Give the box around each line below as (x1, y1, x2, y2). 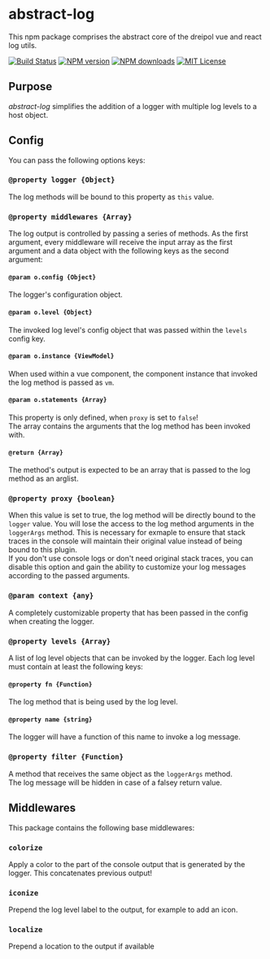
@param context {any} (8, 591, 94, 600)
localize (8, 925, 43, 935)
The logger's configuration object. (8, 290, 124, 299)
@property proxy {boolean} (8, 494, 115, 503)
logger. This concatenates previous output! (8, 868, 153, 878)
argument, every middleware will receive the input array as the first (8, 238, 233, 247)
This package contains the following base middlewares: (8, 822, 195, 832)
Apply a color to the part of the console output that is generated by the (8, 859, 246, 869)
